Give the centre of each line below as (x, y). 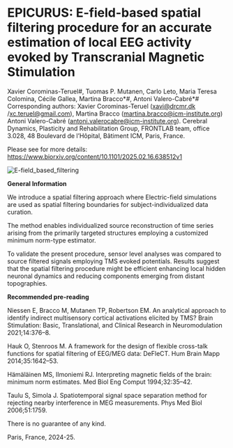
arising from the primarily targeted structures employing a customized (108, 233)
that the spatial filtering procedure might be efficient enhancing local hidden (116, 268)
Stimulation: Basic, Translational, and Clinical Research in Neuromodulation (115, 325)
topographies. (27, 283)
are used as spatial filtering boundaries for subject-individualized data (108, 204)
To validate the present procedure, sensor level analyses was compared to (114, 254)
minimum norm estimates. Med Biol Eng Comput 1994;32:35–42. (100, 382)
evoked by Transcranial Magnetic (106, 57)
